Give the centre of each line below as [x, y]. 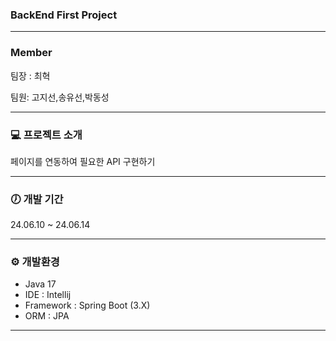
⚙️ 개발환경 [35, 262]
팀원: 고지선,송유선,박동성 [60, 97]
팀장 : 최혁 [30, 75]
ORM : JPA [47, 316]
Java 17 [40, 284]
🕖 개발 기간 [37, 199]
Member [31, 53]
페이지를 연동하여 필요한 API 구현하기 [83, 161]
